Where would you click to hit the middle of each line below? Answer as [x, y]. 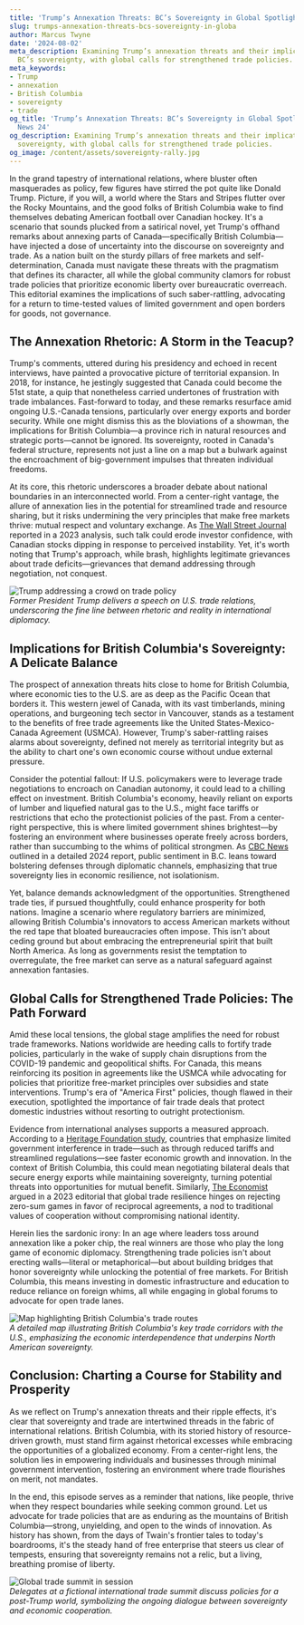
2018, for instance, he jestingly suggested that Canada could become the [146, 382]
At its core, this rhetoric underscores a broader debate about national [138, 487]
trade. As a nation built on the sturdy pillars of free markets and [128, 256]
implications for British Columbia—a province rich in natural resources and [148, 430]
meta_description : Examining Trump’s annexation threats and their [139, 52]
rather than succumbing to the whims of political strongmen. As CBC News [149, 846]
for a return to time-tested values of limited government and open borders [147, 304]
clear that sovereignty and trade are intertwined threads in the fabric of [142, 1421]
